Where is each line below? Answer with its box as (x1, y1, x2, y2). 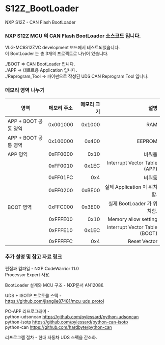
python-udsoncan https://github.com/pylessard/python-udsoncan (5, 314, 139, 319)
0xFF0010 (48, 162, 73, 169)
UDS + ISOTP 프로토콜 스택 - (5, 292, 62, 298)
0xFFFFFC (48, 238, 73, 245)
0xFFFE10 (48, 227, 73, 233)
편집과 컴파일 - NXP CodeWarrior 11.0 (5, 265, 79, 271)
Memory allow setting (108, 216, 158, 223)
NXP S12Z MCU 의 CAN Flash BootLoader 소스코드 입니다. (5, 32, 141, 39)
